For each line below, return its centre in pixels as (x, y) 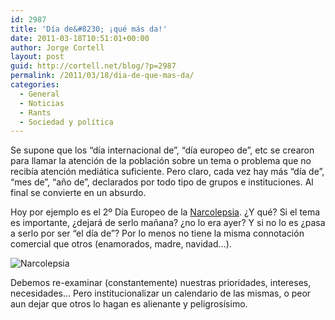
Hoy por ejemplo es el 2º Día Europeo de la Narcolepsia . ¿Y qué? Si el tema (165, 212)
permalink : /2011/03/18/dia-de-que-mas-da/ (102, 76)
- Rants (35, 112)
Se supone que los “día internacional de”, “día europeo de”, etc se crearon (162, 150)
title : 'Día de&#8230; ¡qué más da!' (89, 29)
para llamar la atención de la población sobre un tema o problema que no (161, 161)
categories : (35, 85)
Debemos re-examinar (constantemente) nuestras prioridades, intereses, (161, 283)
